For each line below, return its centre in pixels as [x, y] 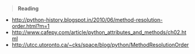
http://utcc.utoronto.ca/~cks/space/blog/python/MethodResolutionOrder [100, 45]
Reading [28, 9]
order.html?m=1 [31, 26]
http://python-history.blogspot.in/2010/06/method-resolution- [87, 20]
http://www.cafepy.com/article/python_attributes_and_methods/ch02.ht [99, 32]
